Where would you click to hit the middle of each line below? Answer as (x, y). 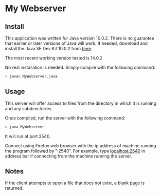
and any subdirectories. (29, 108)
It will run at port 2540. (28, 136)
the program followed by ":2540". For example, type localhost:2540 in (75, 151)
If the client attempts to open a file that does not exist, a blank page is (75, 183)
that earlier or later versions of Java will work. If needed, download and (76, 43)
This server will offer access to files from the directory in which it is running (81, 103)
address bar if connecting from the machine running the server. (69, 156)
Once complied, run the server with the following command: (65, 118)
